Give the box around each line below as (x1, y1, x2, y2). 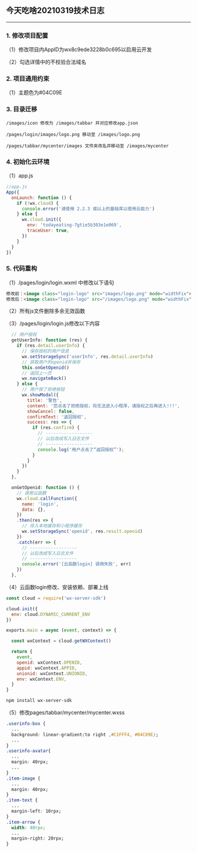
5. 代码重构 (6, 264, 38, 272)
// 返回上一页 (21, 370, 52, 376)
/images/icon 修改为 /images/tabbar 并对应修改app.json (6, 120, 138, 126)
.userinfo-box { (6, 721, 46, 727)
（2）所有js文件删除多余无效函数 (6, 308, 86, 315)
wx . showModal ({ (21, 392, 59, 398)
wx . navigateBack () (21, 375, 67, 381)
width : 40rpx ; (11, 824, 46, 831)
